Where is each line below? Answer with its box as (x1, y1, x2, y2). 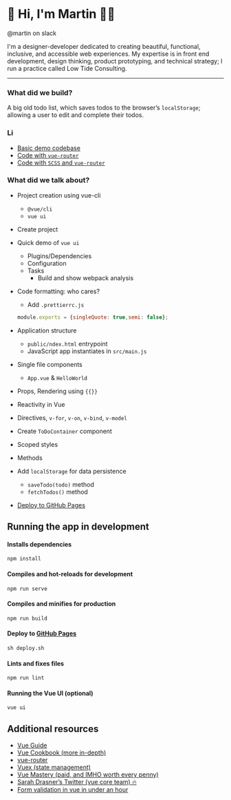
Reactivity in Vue (16, 400, 65, 408)
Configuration (27, 259, 67, 267)
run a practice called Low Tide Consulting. (7, 64, 127, 72)
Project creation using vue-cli (16, 191, 101, 199)
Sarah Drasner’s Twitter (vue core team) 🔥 (16, 778, 137, 786)
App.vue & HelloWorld (27, 373, 88, 381)
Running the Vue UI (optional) (7, 688, 94, 697)
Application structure (16, 326, 77, 335)
